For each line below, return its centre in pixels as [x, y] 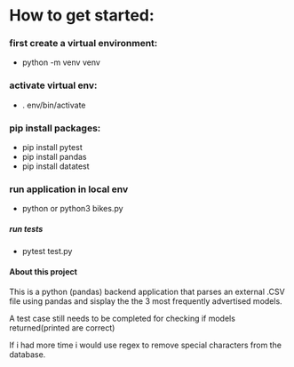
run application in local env [69, 189]
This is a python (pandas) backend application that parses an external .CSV [147, 291]
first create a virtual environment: [83, 44]
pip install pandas [54, 157]
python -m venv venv [61, 62]
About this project [44, 271]
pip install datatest [56, 166]
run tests [26, 228]
